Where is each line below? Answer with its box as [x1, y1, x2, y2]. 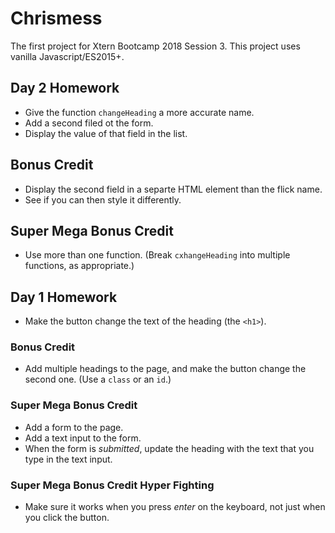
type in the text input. [24, 453, 113, 465]
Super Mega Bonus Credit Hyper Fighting [10, 478, 215, 492]
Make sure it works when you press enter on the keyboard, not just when [24, 501, 326, 513]
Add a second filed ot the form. [24, 117, 154, 129]
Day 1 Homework [10, 288, 118, 306]
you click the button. [24, 512, 110, 524]
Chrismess [10, 7, 103, 30]
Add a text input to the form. [24, 432, 142, 444]
